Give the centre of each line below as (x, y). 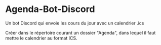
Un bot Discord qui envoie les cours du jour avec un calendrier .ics (75, 23)
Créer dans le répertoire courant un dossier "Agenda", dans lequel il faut (80, 32)
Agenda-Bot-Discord (50, 9)
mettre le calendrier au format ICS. (41, 38)
